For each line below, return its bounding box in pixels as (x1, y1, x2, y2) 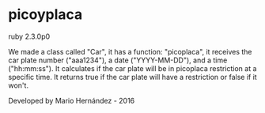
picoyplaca (8, 6, 83, 24)
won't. (8, 81, 29, 90)
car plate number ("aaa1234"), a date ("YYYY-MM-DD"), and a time (8, 55, 228, 65)
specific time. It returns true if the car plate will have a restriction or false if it (8, 72, 257, 81)
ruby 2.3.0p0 (8, 32, 51, 41)
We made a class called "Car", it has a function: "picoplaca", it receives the (8, 47, 252, 56)
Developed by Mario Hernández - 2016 (8, 96, 135, 105)
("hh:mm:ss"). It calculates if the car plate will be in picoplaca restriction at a (8, 63, 257, 73)
